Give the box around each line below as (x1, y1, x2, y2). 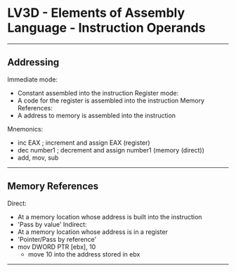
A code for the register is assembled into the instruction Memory (17, 96, 205, 105)
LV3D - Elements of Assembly (7, 5, 185, 21)
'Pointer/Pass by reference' (17, 235, 97, 243)
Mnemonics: (7, 124, 44, 133)
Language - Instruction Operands (7, 20, 206, 36)
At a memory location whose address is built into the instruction (17, 212, 202, 221)
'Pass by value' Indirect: (17, 220, 87, 228)
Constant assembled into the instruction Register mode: (17, 89, 179, 97)
